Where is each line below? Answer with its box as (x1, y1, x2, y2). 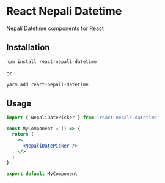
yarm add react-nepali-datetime (6, 81, 89, 88)
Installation (6, 42, 50, 53)
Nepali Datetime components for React (6, 24, 104, 32)
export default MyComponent (6, 171, 78, 177)
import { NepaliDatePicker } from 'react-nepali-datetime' (6, 114, 160, 121)
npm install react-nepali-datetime (6, 58, 97, 65)
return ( (12, 132, 34, 138)
